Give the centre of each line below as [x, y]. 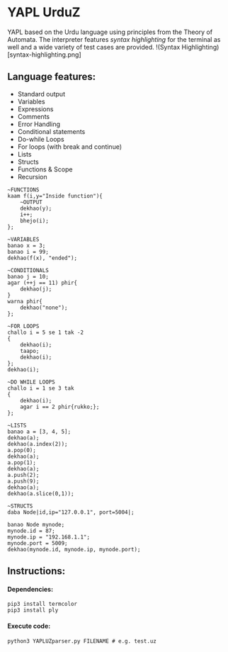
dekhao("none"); [44, 308]
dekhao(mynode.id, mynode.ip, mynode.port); [74, 549]
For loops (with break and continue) [70, 147]
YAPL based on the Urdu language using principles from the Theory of [110, 32]
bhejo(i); [35, 220]
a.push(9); [23, 481]
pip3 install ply [33, 610]
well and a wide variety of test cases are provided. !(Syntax [94, 47]
